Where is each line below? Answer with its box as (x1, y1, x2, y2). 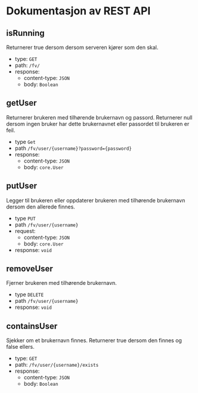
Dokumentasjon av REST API (6, 4, 151, 18)
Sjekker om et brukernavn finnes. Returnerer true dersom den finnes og (6, 337, 182, 344)
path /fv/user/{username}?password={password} (14, 145, 132, 152)
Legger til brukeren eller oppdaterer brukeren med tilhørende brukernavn (6, 196, 185, 204)
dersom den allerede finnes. (6, 203, 76, 210)
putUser (6, 181, 38, 191)
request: (14, 227, 36, 234)
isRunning (6, 28, 45, 38)
